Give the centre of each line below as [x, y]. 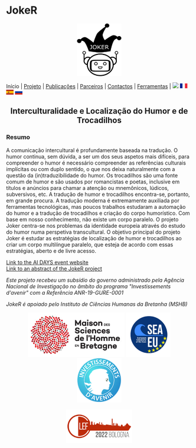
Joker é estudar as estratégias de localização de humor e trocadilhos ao [94, 238]
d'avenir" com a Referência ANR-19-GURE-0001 [65, 292]
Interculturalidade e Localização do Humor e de [99, 111]
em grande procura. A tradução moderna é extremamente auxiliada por [93, 200]
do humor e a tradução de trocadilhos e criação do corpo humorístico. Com [98, 213]
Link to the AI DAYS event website [47, 262]
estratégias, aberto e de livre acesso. [51, 251]
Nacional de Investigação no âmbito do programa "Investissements [89, 286]
